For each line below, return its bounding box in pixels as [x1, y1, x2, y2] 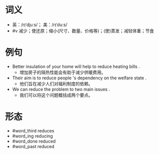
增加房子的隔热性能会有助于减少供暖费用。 [19, 69, 106, 75]
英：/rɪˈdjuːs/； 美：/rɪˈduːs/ [12, 22, 68, 28]
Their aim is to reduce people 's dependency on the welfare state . [12, 75, 147, 81]
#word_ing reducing [12, 133, 53, 139]
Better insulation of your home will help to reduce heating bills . [12, 63, 140, 69]
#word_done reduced [12, 138, 56, 144]
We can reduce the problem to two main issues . [12, 86, 110, 92]
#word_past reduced [12, 143, 54, 149]
